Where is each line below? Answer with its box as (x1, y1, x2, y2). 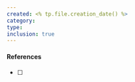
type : (6, 24, 23, 31)
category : (6, 17, 36, 24)
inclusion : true (6, 30, 55, 38)
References (6, 52, 42, 61)
